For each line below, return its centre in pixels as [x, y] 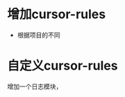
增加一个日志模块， [35, 86]
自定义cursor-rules [62, 66]
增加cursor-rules [57, 14]
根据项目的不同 [39, 35]
